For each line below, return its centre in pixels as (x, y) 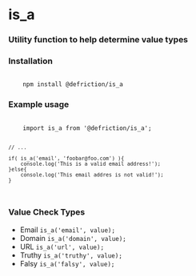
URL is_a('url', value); (62, 246)
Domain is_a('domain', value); (73, 238)
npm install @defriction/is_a (73, 85)
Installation (31, 61)
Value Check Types (47, 212)
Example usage (39, 104)
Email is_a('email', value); (68, 230)
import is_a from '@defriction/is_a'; (87, 128)
